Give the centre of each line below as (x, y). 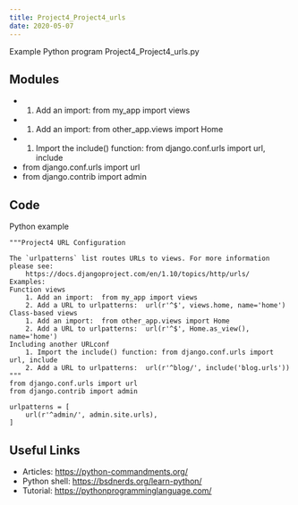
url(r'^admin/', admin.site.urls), (92, 415)
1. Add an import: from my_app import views (112, 298)
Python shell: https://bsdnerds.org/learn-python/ (112, 481)
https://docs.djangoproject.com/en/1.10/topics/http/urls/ (138, 274)
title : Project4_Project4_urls (68, 17)
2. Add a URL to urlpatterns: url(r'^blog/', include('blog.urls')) (158, 368)
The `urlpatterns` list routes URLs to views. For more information (140, 259)
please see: (31, 266)
